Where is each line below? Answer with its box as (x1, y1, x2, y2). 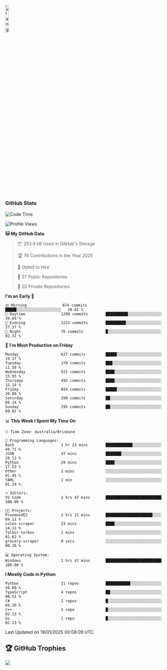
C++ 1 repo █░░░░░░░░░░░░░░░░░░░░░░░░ (5, 607, 162, 612)
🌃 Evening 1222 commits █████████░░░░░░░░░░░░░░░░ (5, 320, 162, 325)
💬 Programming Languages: (5, 438, 59, 443)
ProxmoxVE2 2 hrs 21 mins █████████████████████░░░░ (5, 512, 162, 517)
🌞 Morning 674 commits (5, 302, 87, 307)
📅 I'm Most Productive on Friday (5, 342, 73, 348)
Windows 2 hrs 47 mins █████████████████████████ (5, 558, 162, 563)
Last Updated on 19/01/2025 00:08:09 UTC (5, 629, 94, 635)
